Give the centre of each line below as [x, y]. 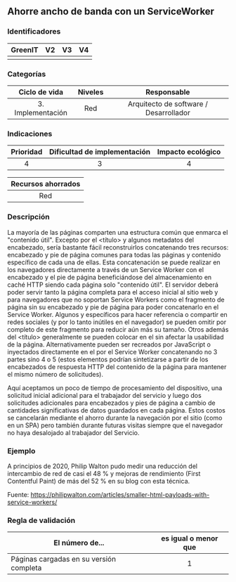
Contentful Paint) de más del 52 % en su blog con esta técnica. [99, 481]
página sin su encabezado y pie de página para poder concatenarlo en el [113, 307]
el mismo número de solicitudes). [55, 374]
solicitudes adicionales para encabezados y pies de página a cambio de [111, 403]
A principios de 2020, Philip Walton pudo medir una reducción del [103, 466]
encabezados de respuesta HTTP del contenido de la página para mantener [117, 367]
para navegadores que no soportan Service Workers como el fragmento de [116, 299]
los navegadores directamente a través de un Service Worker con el [106, 269]
